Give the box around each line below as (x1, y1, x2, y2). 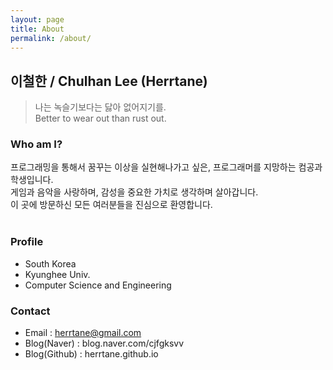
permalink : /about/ (10, 33, 92, 43)
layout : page (10, 14, 65, 25)
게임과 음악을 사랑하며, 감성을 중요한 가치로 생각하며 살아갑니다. (10, 186, 259, 198)
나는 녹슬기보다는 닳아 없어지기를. (34, 101, 167, 113)
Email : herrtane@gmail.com (24, 327, 142, 339)
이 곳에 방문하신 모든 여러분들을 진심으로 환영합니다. (10, 199, 213, 211)
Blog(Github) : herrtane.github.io (24, 348, 159, 360)
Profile (10, 235, 44, 249)
